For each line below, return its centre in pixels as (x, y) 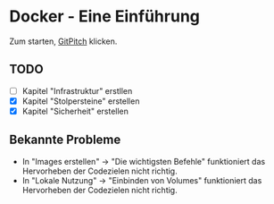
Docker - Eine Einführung (105, 17)
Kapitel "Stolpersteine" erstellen (81, 101)
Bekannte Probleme (65, 140)
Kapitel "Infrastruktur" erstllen (77, 90)
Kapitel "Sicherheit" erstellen (75, 111)
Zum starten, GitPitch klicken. (63, 41)
